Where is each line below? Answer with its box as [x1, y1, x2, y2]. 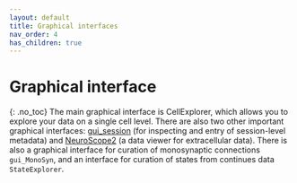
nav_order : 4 [9, 30, 58, 39]
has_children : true [9, 38, 83, 48]
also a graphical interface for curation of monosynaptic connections [9, 144, 260, 155]
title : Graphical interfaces [9, 22, 118, 30]
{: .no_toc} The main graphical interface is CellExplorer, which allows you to [9, 107, 289, 118]
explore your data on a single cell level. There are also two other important [9, 116, 284, 126]
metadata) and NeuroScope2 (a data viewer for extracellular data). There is [9, 135, 288, 146]
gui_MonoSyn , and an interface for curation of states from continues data [9, 154, 275, 165]
